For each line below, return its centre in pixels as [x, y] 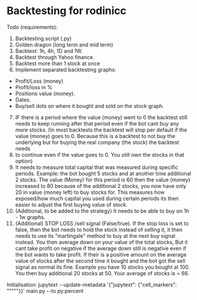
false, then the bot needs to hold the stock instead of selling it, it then [99, 230]
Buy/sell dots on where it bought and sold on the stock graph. [89, 106]
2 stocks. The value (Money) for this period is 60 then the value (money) [103, 180]
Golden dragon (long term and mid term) [64, 45]
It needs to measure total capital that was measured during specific [96, 167]
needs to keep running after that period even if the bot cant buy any [97, 123]
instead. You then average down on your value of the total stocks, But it [101, 242]
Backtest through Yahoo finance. [55, 57]
